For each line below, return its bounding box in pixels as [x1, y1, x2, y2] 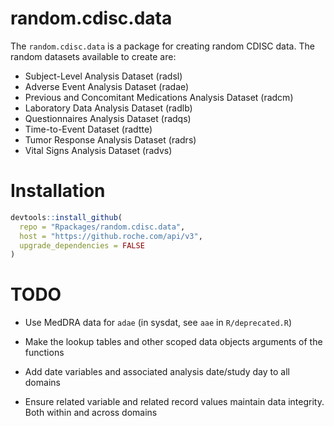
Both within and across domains [24, 407, 158, 419]
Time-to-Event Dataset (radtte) [24, 123, 153, 135]
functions [24, 347, 65, 359]
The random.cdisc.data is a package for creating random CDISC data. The [10, 40, 315, 52]
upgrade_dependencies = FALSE [19, 240, 145, 251]
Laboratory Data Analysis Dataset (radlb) [24, 102, 193, 114]
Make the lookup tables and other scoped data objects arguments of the [24, 336, 323, 348]
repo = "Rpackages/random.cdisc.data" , [19, 222, 186, 232]
